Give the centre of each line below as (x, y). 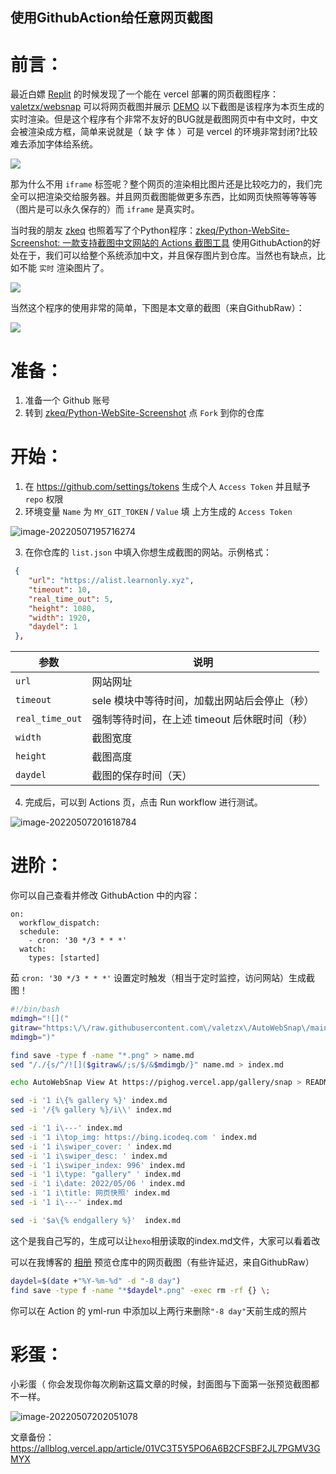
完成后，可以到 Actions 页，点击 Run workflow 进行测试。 (143, 802)
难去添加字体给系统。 (54, 144)
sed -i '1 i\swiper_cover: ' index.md (91, 1146)
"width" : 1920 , (60, 618)
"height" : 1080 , (62, 608)
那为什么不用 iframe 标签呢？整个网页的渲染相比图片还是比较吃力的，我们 (162, 184)
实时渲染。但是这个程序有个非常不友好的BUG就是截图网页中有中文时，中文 (164, 119)
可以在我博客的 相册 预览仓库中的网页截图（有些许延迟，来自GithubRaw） (162, 1262)
